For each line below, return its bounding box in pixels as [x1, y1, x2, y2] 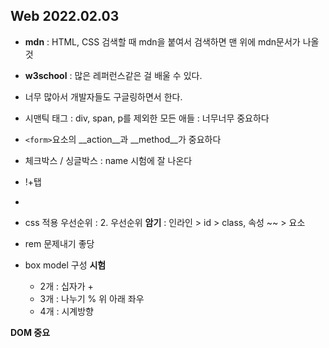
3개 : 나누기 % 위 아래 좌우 [39, 292, 145, 304]
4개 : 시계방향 [39, 305, 94, 317]
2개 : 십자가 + [39, 280, 94, 292]
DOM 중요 [10, 326, 51, 338]
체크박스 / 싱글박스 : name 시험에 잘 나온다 [24, 154, 193, 166]
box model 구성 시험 [24, 259, 107, 271]
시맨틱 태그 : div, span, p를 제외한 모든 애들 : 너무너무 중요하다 [24, 112, 270, 124]
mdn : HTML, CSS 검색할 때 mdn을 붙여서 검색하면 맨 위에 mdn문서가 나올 [24, 35, 320, 48]
